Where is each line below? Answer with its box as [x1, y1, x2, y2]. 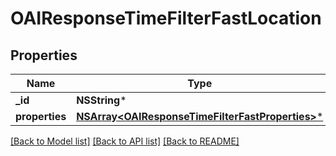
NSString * [76, 93, 127, 107]
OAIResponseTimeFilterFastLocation [10, 7, 322, 30]
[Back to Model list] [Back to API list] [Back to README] [10, 135, 240, 147]
